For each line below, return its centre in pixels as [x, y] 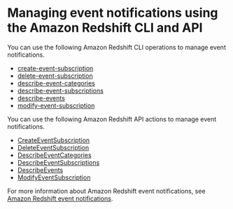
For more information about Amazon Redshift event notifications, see [106, 191]
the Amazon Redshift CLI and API [105, 28]
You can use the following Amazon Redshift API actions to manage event [112, 119]
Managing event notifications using [113, 13]
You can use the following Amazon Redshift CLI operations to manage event [116, 47]
